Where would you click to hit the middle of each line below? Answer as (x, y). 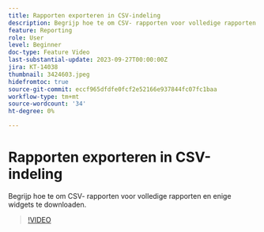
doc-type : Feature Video (49, 52)
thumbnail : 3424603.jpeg (49, 74)
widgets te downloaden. (47, 204)
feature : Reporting (40, 30)
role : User (26, 38)
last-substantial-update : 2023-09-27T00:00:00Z (88, 60)
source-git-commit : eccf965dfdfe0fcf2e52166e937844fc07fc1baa (113, 89)
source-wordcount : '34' (47, 104)
